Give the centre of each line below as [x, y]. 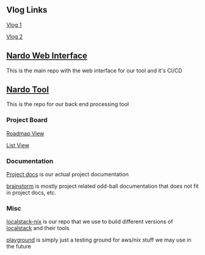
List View [18, 145]
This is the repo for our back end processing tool [68, 104]
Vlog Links [27, 10]
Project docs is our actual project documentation [68, 174]
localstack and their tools [38, 228]
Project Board [27, 120]
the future [19, 246]
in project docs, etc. [31, 193]
